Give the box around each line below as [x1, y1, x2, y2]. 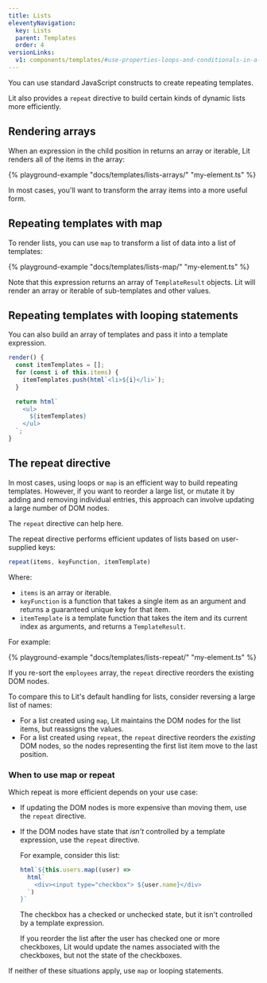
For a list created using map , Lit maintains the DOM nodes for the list [19, 716, 241, 725]
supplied [8, 542, 37, 552]
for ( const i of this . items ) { [15, 369, 119, 376]
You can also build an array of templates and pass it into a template [8, 330, 229, 339]
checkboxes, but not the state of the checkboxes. [19, 950, 183, 960]
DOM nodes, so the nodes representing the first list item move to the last [19, 741, 258, 751]
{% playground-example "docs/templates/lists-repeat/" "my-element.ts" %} [8, 652, 257, 661]
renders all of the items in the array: [8, 154, 126, 164]
